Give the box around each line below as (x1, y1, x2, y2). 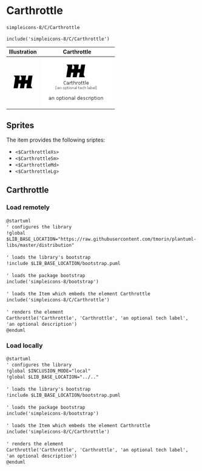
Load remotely (6, 203, 50, 211)
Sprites (6, 120, 35, 131)
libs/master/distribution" (6, 242, 75, 248)
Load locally (6, 341, 43, 349)
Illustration (8, 48, 38, 55)
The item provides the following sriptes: (6, 136, 106, 143)
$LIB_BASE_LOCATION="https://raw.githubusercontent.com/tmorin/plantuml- (6, 236, 197, 242)
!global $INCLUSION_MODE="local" (6, 368, 91, 374)
